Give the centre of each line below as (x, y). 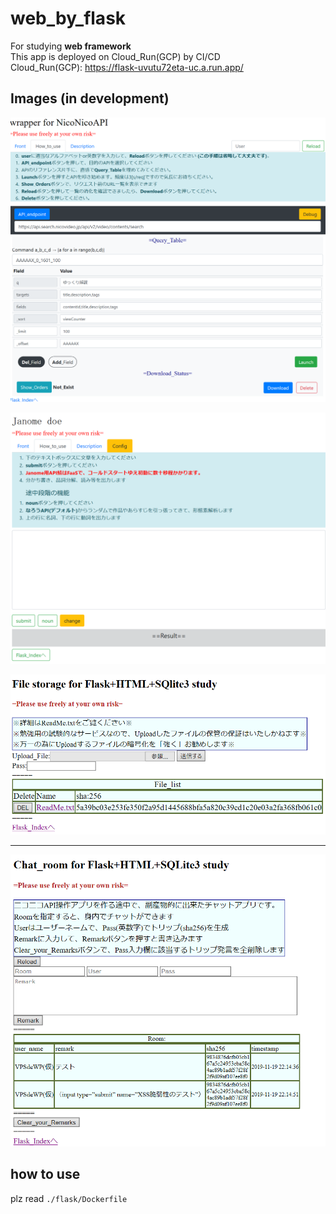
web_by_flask (68, 18)
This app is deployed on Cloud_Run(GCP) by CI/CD (115, 56)
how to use (45, 1174)
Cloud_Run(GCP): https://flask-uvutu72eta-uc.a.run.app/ (127, 67)
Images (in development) (90, 98)
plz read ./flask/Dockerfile (69, 1198)
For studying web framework (71, 46)
